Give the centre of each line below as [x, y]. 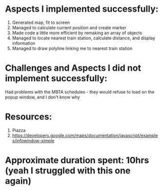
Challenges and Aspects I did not [73, 68]
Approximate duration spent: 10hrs [77, 160]
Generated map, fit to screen [41, 22]
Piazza [19, 130]
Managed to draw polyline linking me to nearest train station [72, 48]
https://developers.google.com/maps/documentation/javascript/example [85, 135]
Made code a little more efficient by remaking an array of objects [77, 33]
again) [18, 181]
